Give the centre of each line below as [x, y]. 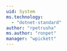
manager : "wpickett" [31, 39]
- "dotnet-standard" [36, 22]
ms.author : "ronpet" [31, 33]
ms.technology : [25, 17]
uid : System [21, 11]
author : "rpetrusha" [31, 28]
